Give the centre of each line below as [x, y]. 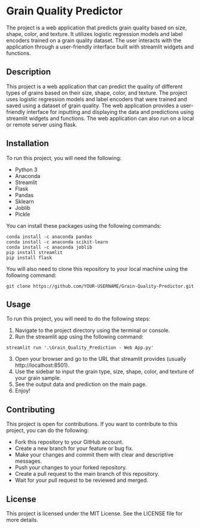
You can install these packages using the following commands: [84, 225]
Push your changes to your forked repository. [71, 467]
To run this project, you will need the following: [64, 158]
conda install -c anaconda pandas [49, 237]
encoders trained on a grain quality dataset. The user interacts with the [94, 40]
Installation [28, 144]
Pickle [22, 214]
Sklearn [24, 201]
